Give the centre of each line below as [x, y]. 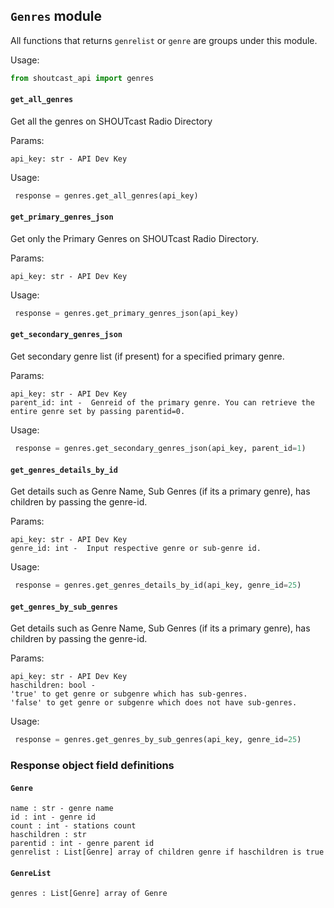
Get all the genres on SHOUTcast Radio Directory [111, 121]
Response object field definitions [92, 765]
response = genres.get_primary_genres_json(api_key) [127, 313]
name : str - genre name [62, 809]
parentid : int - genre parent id [82, 844]
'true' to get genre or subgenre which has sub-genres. [129, 694]
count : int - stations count [73, 826]
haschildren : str [48, 835]
